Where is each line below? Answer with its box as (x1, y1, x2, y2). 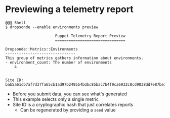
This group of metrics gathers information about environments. (5, 55, 144, 61)
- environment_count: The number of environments (5, 60, 112, 65)
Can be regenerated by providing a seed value (20, 107, 116, 113)
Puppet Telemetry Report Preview (55, 33, 125, 38)
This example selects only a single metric (12, 96, 99, 102)
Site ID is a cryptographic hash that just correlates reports (12, 101, 134, 107)
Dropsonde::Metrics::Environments (5, 46, 78, 51)
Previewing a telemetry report (5, 4, 134, 15)
